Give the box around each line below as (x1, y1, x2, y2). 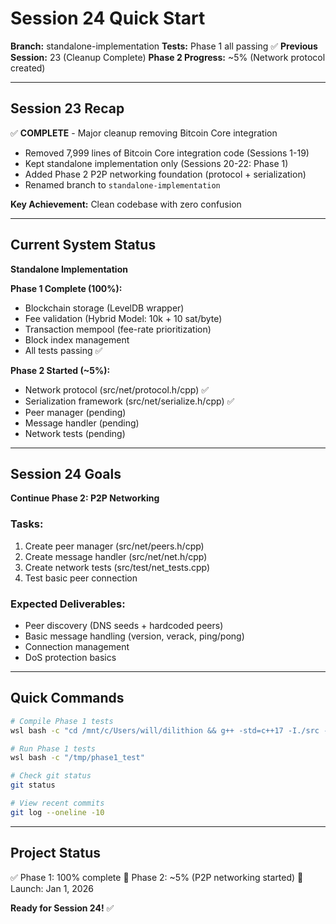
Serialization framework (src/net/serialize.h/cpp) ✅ (24, 395, 235, 407)
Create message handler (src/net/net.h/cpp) (24, 550, 208, 562)
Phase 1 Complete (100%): (10, 282, 123, 294)
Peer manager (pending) (24, 406, 127, 418)
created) (10, 62, 46, 74)
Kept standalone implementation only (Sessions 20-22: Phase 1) (24, 157, 289, 169)
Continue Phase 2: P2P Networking (10, 492, 160, 504)
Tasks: (10, 517, 44, 531)
